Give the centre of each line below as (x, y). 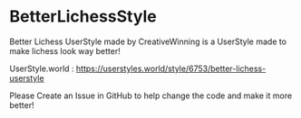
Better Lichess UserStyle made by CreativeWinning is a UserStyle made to (148, 41)
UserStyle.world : (42, 68)
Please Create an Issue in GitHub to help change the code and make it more (151, 95)
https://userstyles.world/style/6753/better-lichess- (171, 68)
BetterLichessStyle (83, 17)
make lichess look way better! (65, 50)
